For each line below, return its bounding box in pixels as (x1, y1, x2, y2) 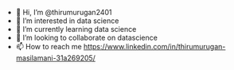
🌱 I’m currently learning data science (15, 25, 137, 33)
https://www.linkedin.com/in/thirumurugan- (83, 42, 226, 51)
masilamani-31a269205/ (15, 53, 96, 63)
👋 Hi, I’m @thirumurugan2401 (15, 8, 113, 17)
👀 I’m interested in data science (15, 16, 119, 25)
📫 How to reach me (15, 42, 82, 51)
